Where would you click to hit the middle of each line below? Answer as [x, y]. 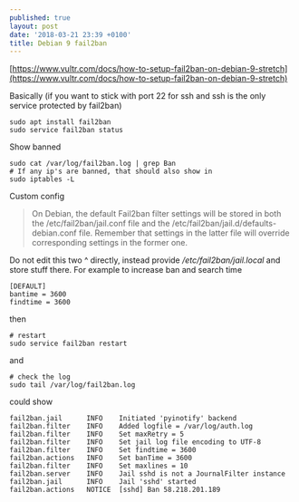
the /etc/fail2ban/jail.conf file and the [101, 224]
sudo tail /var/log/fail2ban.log [72, 385]
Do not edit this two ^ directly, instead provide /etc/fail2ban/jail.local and [145, 260]
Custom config [37, 197]
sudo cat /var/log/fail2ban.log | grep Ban [93, 164]
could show [31, 402]
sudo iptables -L [42, 179]
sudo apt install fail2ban [60, 122]
